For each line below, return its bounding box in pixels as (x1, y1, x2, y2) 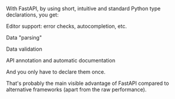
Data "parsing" (6, 34, 42, 41)
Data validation (6, 45, 42, 52)
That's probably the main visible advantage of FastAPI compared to (6, 80, 169, 87)
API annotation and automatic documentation (6, 57, 116, 64)
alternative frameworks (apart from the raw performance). (6, 86, 147, 93)
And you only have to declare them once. (6, 68, 106, 75)
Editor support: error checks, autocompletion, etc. (6, 23, 127, 29)
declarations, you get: (6, 11, 59, 18)
